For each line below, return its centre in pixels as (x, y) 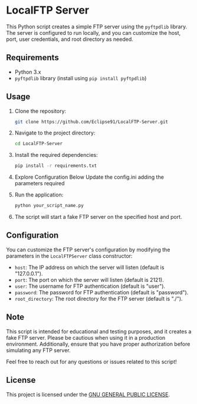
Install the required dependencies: (56, 155)
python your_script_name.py (49, 206)
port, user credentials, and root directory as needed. (70, 39)
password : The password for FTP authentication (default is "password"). (101, 292)
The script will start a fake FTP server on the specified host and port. (98, 217)
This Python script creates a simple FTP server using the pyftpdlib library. (97, 27)
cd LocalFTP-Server (39, 144)
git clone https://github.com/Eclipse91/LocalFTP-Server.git (91, 121)
